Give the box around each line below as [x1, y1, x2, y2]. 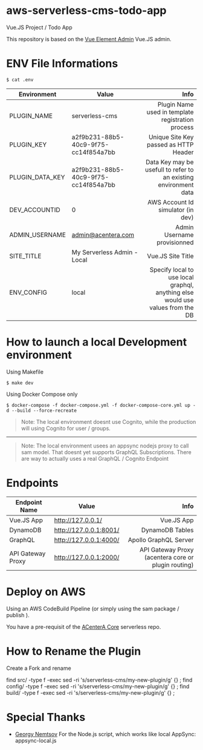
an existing [163, 173, 194, 181]
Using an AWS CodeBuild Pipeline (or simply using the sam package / [6, 604, 179, 612]
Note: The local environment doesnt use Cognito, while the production [21, 418, 196, 425]
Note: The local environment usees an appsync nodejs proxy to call [21, 442, 189, 449]
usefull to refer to [144, 165, 194, 173]
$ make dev [6, 380, 34, 386]
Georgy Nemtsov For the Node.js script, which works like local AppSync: [14, 730, 196, 737]
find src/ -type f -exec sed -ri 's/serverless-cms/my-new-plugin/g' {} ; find [6, 676, 193, 683]
